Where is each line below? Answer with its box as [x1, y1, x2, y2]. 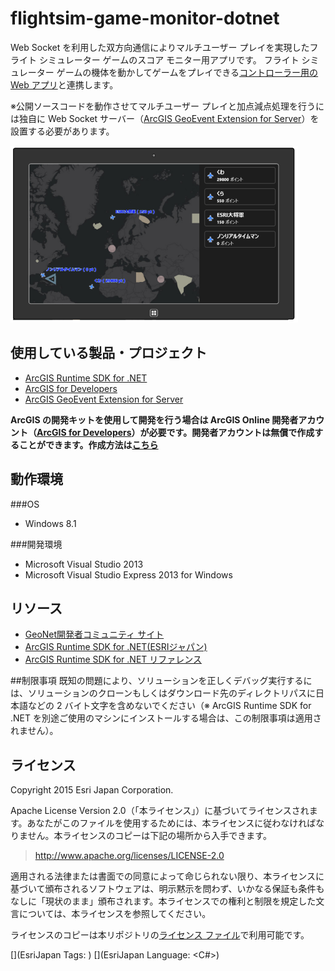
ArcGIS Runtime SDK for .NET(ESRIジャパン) [24, 641, 208, 653]
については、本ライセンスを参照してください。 [18, 908, 212, 920]
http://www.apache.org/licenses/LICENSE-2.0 [34, 850, 225, 862]
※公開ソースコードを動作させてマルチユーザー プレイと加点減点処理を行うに [10, 100, 325, 112]
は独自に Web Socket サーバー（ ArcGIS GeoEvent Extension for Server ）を [10, 112, 320, 124]
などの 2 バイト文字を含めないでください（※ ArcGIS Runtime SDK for [27, 700, 312, 712]
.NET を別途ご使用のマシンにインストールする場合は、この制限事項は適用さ [10, 712, 322, 724]
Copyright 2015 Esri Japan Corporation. [10, 784, 174, 796]
